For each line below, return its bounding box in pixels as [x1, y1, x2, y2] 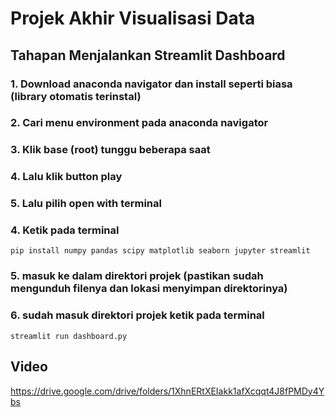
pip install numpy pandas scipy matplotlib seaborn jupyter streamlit [10, 246, 311, 256]
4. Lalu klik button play [10, 170, 123, 184]
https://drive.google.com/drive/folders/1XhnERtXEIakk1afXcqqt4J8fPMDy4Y [10, 385, 325, 397]
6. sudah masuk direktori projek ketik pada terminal [10, 308, 265, 322]
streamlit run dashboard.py [10, 331, 128, 341]
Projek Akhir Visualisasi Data [10, 7, 256, 30]
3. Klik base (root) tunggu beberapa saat [10, 143, 211, 157]
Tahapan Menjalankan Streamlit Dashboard [10, 47, 286, 64]
